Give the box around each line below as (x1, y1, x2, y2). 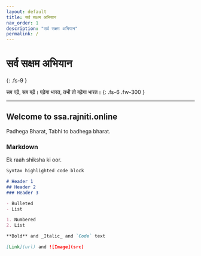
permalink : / (6, 31, 39, 37)
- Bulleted (6, 200, 33, 206)
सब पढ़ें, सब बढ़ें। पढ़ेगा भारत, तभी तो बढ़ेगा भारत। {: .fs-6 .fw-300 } (6, 89, 145, 96)
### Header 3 (6, 190, 39, 196)
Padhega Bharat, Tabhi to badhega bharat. (6, 127, 111, 135)
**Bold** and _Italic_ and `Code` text (6, 233, 106, 239)
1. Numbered (6, 217, 36, 223)
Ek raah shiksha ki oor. (6, 156, 62, 163)
